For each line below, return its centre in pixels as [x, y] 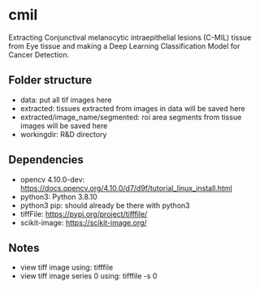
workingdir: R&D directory [63, 134]
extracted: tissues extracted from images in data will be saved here [132, 108]
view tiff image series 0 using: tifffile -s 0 [89, 276]
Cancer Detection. [39, 54]
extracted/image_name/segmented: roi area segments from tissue [131, 117]
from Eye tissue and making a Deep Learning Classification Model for [124, 45]
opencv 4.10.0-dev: [52, 179]
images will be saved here [64, 125]
